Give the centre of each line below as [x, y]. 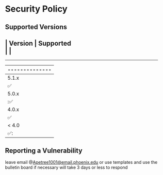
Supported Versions [36, 27]
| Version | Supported [38, 43]
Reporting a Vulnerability [44, 150]
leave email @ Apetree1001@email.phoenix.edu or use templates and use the [81, 162]
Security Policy [36, 9]
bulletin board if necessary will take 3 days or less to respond [66, 167]
